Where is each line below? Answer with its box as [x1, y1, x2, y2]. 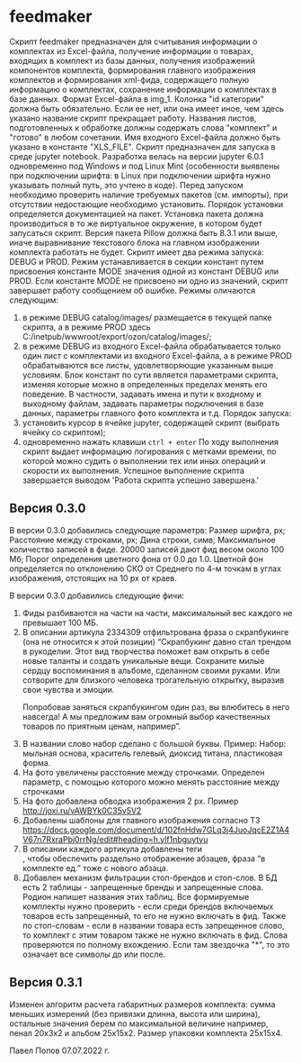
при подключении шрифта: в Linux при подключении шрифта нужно [9, 169, 271, 181]
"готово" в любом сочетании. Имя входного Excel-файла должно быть [9, 132, 281, 142]
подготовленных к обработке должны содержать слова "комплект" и [9, 122, 278, 132]
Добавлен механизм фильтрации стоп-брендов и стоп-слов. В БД [22, 872, 278, 883]
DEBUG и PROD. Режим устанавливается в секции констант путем [9, 256, 264, 267]
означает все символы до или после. [22, 949, 166, 959]
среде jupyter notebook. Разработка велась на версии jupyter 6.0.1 [9, 150, 264, 161]
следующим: [9, 295, 59, 305]
